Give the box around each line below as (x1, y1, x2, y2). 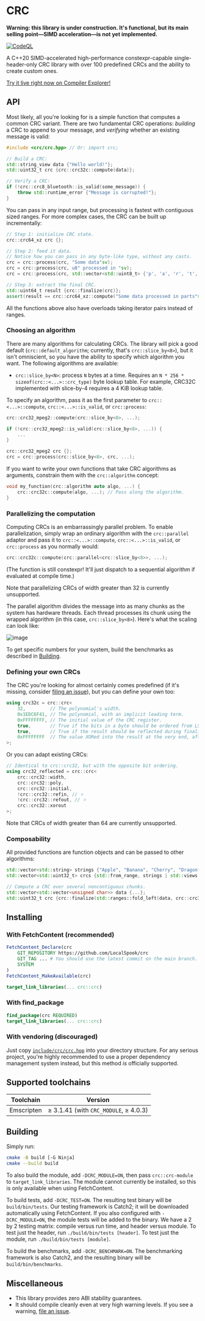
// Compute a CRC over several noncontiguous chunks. (6, 884, 146, 890)
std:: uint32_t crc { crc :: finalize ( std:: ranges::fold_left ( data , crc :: (6, 895, 190, 901)
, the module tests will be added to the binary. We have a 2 (45, 1216, 192, 1224)
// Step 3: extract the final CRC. (6, 281, 97, 288)
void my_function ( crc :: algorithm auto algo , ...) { (6, 484, 140, 490)
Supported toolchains (6, 1077, 91, 1088)
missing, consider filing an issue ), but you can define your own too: (6, 688, 175, 696)
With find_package (6, 999, 64, 1007)
